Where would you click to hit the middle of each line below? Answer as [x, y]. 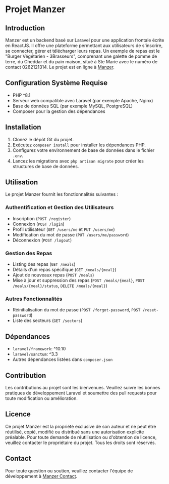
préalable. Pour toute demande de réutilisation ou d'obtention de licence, [81, 437]
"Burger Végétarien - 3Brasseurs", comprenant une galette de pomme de [81, 56]
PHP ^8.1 [21, 95]
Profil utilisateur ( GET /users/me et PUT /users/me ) [64, 229]
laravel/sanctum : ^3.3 [35, 354]
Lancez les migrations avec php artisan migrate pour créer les [78, 161]
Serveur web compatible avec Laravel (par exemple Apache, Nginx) [83, 100]
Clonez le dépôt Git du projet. [43, 139]
